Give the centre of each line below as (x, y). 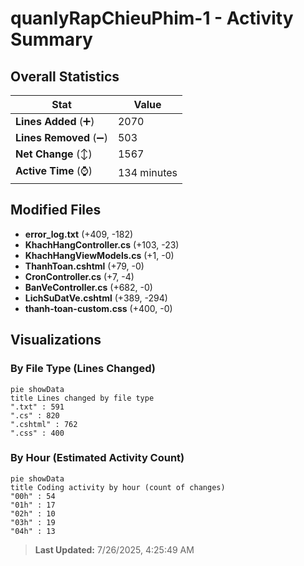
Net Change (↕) (54, 154)
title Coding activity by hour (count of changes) (118, 487)
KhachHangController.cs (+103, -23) (102, 244)
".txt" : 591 (37, 407)
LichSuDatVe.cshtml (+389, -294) (96, 298)
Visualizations (56, 340)
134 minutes (147, 172)
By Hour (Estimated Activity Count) (97, 458)
